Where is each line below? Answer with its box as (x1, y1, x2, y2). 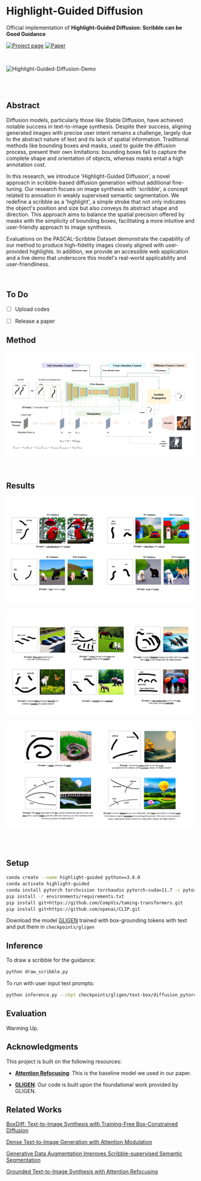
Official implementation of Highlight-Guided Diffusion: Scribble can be (6, 24, 182, 31)
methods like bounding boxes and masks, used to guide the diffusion (6, 142, 176, 149)
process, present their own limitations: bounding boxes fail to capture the (6, 148, 187, 155)
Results (6, 481, 35, 491)
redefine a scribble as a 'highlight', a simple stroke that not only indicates (6, 198, 187, 205)
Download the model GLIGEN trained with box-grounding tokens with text (6, 917, 187, 924)
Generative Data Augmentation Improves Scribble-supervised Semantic (6, 1150, 183, 1157)
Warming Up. (6, 1024, 39, 1031)
